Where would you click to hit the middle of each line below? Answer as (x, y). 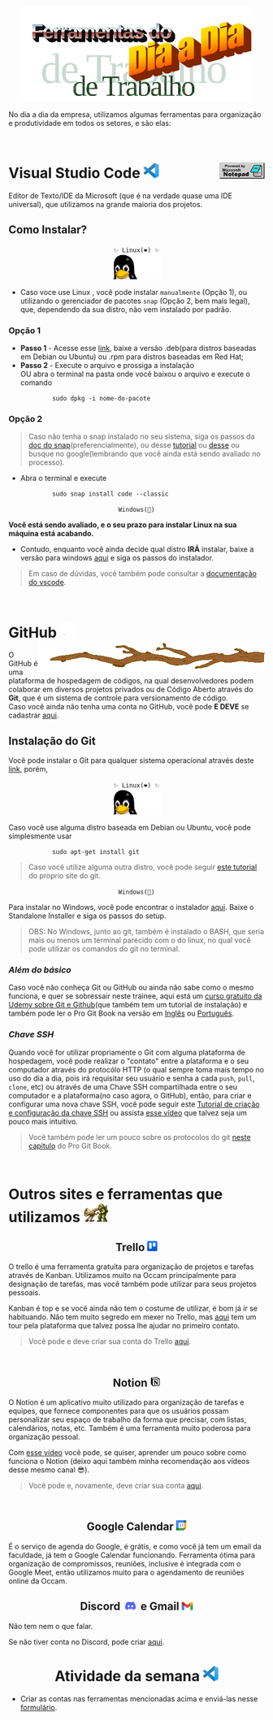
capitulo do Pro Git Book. (70, 1146)
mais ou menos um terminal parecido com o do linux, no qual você (139, 940)
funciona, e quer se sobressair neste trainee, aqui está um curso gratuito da (135, 996)
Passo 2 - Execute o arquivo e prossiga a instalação (107, 366)
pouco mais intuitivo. (43, 1121)
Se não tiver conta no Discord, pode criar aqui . (87, 1642)
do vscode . (47, 583)
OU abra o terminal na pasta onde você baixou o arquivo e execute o (135, 374)
